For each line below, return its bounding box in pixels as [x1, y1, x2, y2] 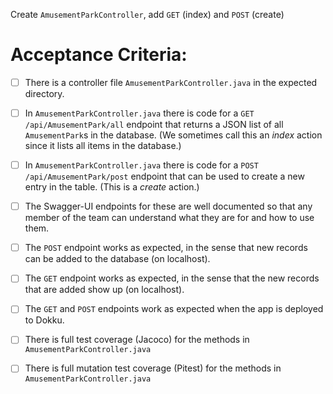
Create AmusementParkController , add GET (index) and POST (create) [10, 9, 285, 20]
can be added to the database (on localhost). [24, 253, 211, 265]
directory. [24, 88, 65, 99]
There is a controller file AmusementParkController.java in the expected [24, 76, 318, 88]
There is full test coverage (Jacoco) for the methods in [24, 334, 250, 346]
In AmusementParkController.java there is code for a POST [24, 159, 259, 171]
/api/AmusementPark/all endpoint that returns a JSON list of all [24, 119, 284, 131]
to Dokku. [24, 314, 65, 326]
